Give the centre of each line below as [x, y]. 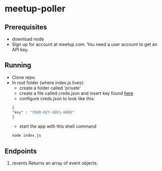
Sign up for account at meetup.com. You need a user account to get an [84, 44]
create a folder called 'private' [50, 88]
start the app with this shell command [58, 126]
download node [28, 39]
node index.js [26, 136]
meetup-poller [35, 9]
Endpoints [21, 151]
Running [18, 65]
